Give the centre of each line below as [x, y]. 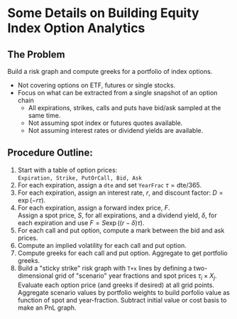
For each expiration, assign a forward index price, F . [94, 207]
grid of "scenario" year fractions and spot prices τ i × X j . [136, 276]
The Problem [36, 54]
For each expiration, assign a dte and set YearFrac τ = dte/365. [110, 185]
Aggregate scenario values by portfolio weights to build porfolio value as [124, 292]
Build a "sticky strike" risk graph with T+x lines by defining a [105, 268]
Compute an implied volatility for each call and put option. [102, 245]
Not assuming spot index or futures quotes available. [105, 123]
